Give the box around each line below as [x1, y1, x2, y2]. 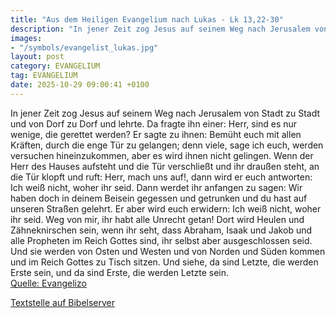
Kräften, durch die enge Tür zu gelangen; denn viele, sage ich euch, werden [10, 139, 324, 151]
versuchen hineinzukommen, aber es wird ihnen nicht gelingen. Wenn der [10, 149, 314, 161]
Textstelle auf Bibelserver [10, 296, 116, 308]
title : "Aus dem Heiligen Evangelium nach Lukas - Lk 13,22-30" [10, 14, 284, 25]
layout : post [10, 52, 65, 62]
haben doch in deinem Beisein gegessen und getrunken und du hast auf [10, 192, 308, 204]
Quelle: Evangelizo [10, 277, 87, 289]
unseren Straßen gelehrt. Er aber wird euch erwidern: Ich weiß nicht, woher [10, 202, 322, 215]
